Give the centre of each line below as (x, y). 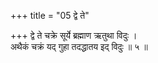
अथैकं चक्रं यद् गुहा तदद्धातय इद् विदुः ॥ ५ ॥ (79, 46)
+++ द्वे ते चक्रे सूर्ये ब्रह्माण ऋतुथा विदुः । (74, 35)
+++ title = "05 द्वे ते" (50, 15)
